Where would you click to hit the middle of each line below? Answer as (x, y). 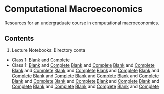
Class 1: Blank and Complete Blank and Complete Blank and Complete (83, 65)
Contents (19, 38)
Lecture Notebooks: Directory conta (48, 50)
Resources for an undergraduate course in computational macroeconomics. (82, 23)
